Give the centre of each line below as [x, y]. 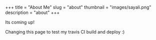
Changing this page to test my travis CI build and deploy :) [65, 32]
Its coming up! [20, 22]
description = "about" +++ [32, 12]
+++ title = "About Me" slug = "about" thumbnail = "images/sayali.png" [78, 7]
